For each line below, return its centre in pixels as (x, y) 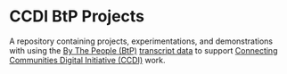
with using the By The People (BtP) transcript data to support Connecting (143, 50)
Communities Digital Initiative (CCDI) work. (88, 60)
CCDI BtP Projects (77, 16)
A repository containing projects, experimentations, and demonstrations (141, 41)
